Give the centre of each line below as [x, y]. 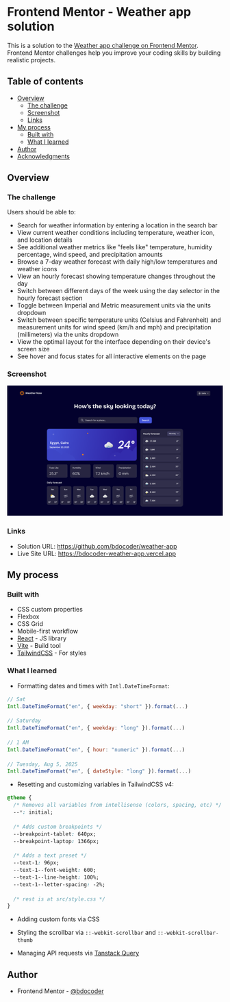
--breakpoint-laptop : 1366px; [56, 841]
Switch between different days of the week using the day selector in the [118, 291]
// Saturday [24, 721]
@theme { [20, 798]
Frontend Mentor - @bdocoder [60, 991]
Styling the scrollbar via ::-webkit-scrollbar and [86, 933]
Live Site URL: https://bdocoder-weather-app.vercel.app [97, 553]
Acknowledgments [43, 156]
